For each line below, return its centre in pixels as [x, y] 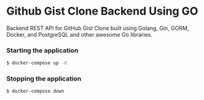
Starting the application [42, 50]
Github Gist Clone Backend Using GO [102, 11]
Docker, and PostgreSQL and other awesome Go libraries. [79, 34]
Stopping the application [44, 79]
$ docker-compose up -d [37, 63]
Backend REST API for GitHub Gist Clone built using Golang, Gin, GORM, [98, 28]
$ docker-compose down [35, 91]
